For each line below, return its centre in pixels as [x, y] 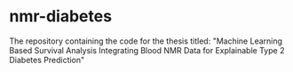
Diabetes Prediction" [47, 60]
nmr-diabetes [61, 16]
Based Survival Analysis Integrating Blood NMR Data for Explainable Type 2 [147, 50]
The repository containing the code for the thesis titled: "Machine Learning [146, 41]
